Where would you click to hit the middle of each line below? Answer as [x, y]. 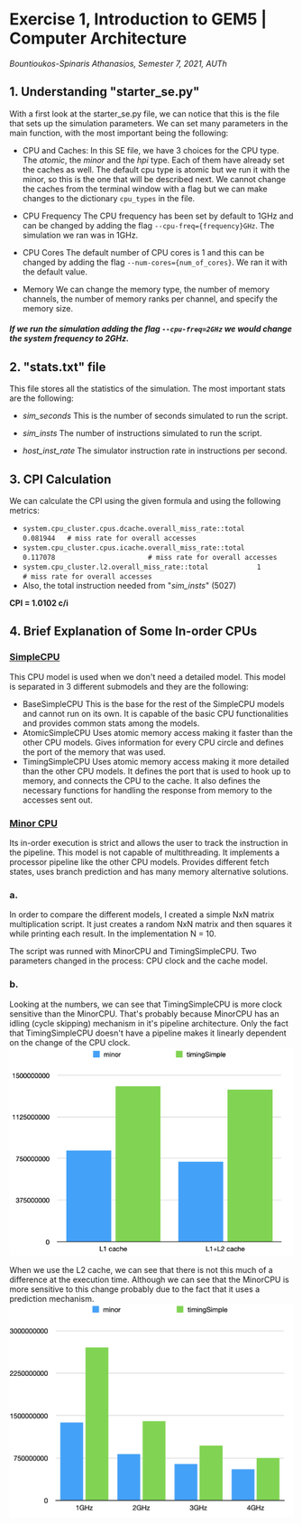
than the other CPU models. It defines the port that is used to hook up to [156, 771]
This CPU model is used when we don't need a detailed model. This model [147, 676]
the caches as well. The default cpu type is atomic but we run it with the [156, 169]
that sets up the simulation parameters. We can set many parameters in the [149, 123]
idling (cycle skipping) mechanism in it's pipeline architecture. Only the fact [149, 1023]
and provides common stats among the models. [111, 723]
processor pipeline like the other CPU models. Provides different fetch [139, 861]
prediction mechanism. [52, 1299]
